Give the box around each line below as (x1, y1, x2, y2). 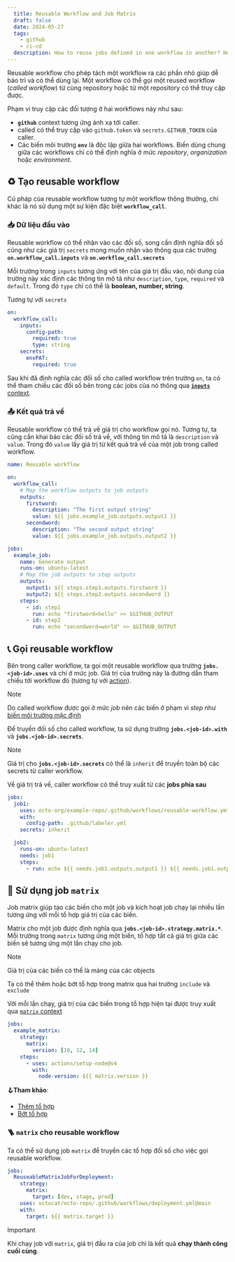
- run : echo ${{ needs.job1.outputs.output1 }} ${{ (25, 865, 180, 872)
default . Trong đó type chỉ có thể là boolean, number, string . (7, 281, 185, 290)
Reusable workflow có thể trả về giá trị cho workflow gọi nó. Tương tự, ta (7, 425, 217, 434)
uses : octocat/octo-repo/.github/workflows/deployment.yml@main (20, 1200, 211, 1207)
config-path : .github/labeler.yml (25, 820, 127, 827)
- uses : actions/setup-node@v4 (25, 1060, 117, 1067)
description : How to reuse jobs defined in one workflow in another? (13, 50, 220, 57)
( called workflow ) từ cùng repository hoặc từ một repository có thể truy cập (7, 83, 226, 92)
